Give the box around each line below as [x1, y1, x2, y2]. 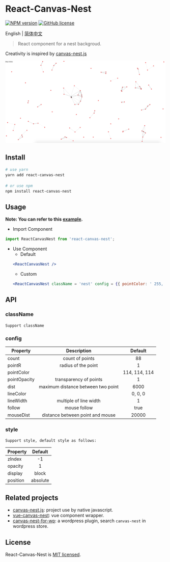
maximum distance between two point [39, 383, 119, 390]
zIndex [7, 456, 22, 462]
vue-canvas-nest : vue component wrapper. [12, 513, 104, 519]
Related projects [5, 493, 59, 502]
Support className [5, 323, 44, 328]
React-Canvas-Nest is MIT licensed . [5, 551, 81, 558]
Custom [20, 271, 37, 277]
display [7, 470, 23, 476]
